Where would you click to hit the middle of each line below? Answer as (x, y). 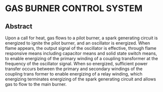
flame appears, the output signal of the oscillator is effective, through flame (81, 48)
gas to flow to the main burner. (36, 84)
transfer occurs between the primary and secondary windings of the (74, 69)
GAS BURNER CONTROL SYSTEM (74, 8)
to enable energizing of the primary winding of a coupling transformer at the (81, 58)
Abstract (19, 26)
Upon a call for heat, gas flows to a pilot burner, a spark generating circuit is (81, 38)
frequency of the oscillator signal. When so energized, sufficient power (76, 64)
